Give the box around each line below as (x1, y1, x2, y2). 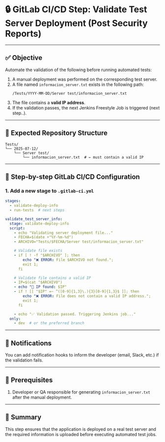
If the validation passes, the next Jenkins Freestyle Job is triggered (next (12, 105, 160, 110)
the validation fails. (5, 357, 43, 363)
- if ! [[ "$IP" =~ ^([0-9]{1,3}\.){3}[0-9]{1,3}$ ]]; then (14, 289, 139, 294)
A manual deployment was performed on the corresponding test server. (12, 76, 158, 82)
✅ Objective (5, 54, 43, 62)
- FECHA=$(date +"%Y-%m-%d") (14, 235, 74, 240)
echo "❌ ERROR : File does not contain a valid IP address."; (23, 294, 151, 299)
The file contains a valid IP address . (12, 99, 85, 106)
